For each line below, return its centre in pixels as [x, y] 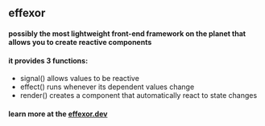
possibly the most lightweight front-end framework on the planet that [127, 33]
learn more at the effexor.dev [58, 114]
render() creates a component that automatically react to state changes [139, 96]
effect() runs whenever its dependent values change [107, 87]
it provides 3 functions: [48, 60]
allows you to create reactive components [80, 42]
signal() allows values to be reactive [79, 79]
